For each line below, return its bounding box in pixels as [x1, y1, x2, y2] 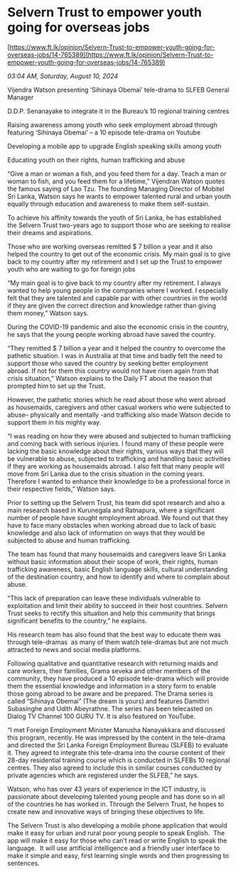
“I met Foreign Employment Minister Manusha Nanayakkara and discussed [7, 725, 225, 734]
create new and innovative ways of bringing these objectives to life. [7, 807, 205, 815]
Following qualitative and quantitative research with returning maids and [7, 658, 218, 668]
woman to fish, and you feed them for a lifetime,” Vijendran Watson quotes [7, 177, 225, 185]
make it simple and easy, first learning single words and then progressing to [7, 851, 229, 860]
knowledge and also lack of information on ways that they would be [7, 528, 205, 537]
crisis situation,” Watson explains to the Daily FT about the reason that [7, 374, 212, 382]
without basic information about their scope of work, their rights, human [7, 557, 218, 565]
